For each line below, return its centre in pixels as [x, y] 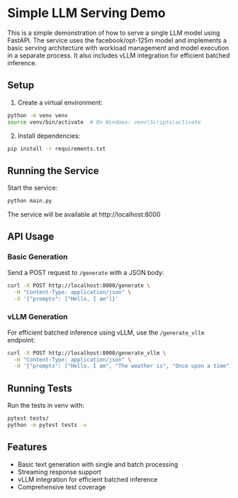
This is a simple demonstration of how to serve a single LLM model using [114, 33]
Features [27, 447]
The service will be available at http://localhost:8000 [84, 215]
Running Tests [40, 388]
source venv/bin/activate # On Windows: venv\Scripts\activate [104, 122]
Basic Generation [38, 257]
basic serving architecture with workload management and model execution [118, 48]
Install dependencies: [49, 136]
